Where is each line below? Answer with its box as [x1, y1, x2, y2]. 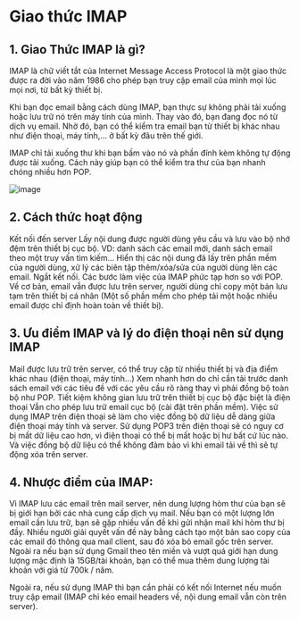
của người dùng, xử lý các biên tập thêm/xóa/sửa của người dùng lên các [9, 262, 278, 272]
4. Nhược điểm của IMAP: [9, 475, 154, 490]
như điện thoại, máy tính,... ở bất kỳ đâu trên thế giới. [9, 130, 203, 140]
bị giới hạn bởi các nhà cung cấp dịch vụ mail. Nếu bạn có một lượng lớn [9, 507, 275, 519]
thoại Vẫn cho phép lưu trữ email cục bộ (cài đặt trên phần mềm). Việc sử [9, 401, 278, 412]
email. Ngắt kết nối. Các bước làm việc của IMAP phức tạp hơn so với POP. [9, 271, 284, 282]
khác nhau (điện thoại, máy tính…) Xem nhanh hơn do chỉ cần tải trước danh [9, 373, 288, 383]
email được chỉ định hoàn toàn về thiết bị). [9, 299, 164, 310]
